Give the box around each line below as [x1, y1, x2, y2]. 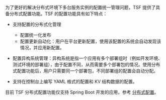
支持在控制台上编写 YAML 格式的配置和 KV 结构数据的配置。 [12, 78, 137, 84]
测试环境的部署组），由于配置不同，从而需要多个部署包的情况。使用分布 [12, 62, 160, 67]
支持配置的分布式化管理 [12, 22, 61, 27]
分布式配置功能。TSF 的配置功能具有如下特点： [9, 11, 108, 17]
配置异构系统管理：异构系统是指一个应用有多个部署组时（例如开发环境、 [12, 55, 162, 61]
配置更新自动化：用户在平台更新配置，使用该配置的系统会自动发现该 [20, 38, 161, 44]
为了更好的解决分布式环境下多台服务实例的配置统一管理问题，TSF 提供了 [5, 5, 156, 10]
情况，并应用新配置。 [20, 45, 64, 50]
